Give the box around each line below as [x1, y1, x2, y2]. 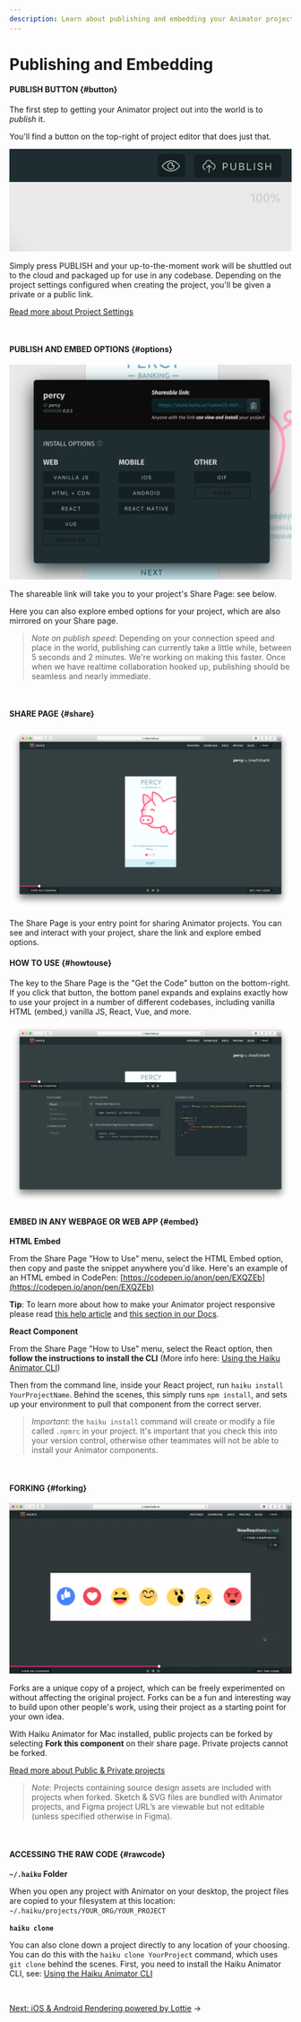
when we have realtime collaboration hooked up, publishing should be [30, 661, 290, 672]
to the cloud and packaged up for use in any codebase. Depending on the [9, 270, 282, 280]
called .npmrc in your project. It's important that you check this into [30, 1425, 278, 1437]
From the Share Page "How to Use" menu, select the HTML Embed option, [9, 1253, 284, 1264]
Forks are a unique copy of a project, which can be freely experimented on [9, 1682, 285, 1693]
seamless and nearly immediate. [30, 670, 151, 681]
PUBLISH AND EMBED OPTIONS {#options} [9, 344, 173, 355]
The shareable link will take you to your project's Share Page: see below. [9, 588, 277, 599]
